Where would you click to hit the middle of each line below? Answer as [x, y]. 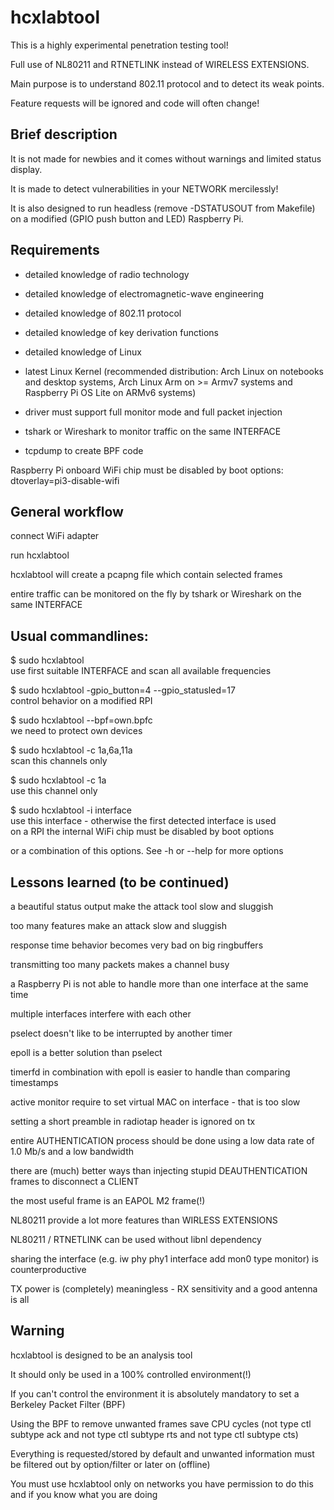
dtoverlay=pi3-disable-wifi [65, 480]
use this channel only [54, 791]
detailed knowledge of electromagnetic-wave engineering [144, 293]
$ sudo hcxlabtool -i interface [71, 810]
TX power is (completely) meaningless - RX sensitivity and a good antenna [164, 1289]
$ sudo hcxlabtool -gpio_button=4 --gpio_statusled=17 [123, 690]
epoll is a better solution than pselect [86, 1052]
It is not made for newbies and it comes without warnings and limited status [166, 158]
